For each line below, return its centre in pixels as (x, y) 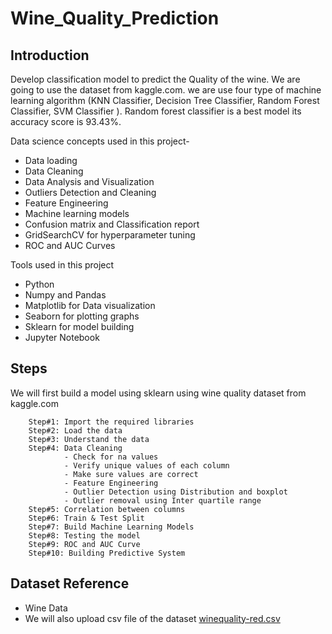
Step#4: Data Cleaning (75, 448)
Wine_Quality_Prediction (115, 18)
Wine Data (46, 608)
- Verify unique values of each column (146, 465)
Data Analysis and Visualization (89, 181)
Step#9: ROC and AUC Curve (84, 544)
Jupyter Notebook (62, 337)
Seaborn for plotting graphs (82, 316)
